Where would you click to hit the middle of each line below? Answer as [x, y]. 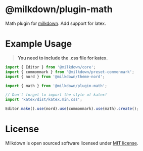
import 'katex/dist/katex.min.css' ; [44, 100]
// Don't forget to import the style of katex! [56, 95]
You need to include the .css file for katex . [62, 58]
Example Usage [39, 44]
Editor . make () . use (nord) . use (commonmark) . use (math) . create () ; [72, 109]
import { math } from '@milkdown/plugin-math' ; [56, 86]
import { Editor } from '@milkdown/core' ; [51, 67]
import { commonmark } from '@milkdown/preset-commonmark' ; [70, 72]
